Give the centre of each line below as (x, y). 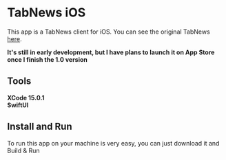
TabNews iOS (47, 13)
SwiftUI (18, 105)
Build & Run (23, 150)
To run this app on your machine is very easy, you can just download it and (113, 143)
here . (14, 38)
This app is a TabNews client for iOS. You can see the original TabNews (109, 32)
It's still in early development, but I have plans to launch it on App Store (111, 52)
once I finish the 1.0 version (48, 59)
